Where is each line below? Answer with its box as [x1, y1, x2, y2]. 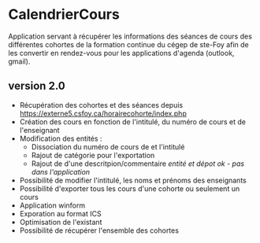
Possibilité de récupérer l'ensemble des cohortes [19, 226, 180, 235]
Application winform [19, 201, 85, 210]
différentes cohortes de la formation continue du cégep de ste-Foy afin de [8, 39, 250, 49]
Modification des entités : [19, 134, 102, 143]
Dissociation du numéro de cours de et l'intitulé [31, 142, 185, 151]
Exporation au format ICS [19, 208, 102, 218]
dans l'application [31, 167, 91, 176]
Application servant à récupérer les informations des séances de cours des [8, 31, 252, 41]
